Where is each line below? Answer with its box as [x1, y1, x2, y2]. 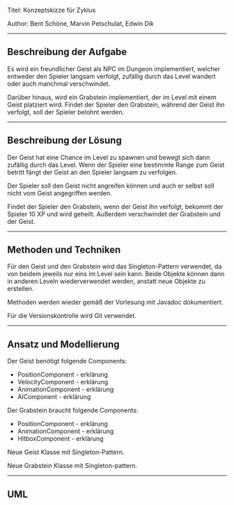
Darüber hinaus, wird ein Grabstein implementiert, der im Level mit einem [7, 93, 217, 101]
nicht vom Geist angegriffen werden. [7, 188, 113, 197]
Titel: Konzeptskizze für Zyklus [7, 6, 96, 14]
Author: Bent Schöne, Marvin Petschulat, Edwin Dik [7, 20, 155, 27]
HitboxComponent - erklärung [17, 435, 104, 443]
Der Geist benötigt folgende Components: [7, 357, 127, 365]
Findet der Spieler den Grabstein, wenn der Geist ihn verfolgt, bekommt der [7, 202, 224, 211]
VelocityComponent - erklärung [17, 378, 109, 386]
